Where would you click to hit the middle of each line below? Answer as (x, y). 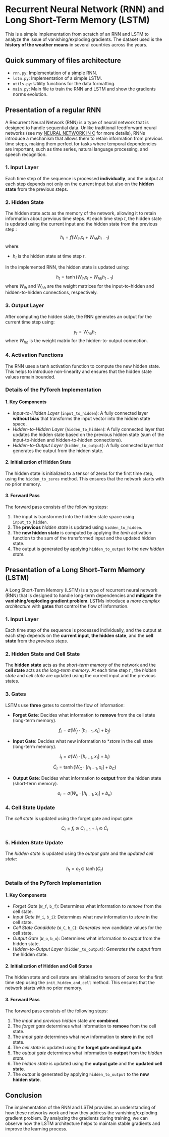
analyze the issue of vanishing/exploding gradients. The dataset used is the (84, 39)
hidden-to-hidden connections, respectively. (52, 292)
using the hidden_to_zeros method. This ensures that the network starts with (85, 478)
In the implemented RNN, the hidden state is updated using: (67, 267)
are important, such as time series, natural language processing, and (76, 149)
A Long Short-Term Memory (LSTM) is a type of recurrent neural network (81, 590)
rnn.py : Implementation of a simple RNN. (55, 73)
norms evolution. (30, 94)
